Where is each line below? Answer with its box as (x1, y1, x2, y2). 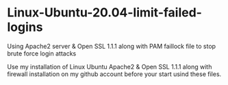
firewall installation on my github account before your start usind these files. (7, 70, 222, 78)
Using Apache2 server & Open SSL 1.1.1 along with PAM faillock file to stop (7, 42, 216, 50)
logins (7, 19, 43, 35)
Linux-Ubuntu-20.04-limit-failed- (7, 5, 202, 21)
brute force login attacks (7, 49, 77, 58)
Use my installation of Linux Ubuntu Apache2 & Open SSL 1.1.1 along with (7, 62, 212, 71)
